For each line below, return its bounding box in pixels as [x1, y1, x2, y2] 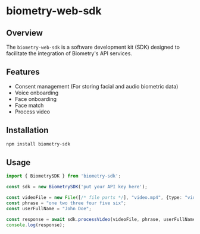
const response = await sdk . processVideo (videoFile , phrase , [6, 216, 161, 222]
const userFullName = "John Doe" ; [6, 205, 92, 211]
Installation [6, 125, 49, 135]
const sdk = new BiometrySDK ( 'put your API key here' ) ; [6, 184, 148, 190]
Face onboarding [14, 95, 57, 102]
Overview [6, 28, 43, 38]
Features [6, 67, 40, 77]
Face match [14, 102, 44, 109]
